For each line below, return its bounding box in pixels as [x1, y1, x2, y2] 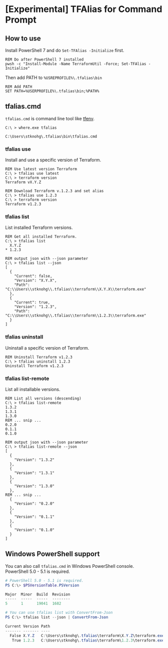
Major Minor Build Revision [5, 592, 70, 597]
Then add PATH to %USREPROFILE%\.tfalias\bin [5, 75, 102, 81]
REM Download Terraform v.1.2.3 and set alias [5, 189, 104, 194]
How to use [5, 34, 41, 43]
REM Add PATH [5, 84, 32, 89]
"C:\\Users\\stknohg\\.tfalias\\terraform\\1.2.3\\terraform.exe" [5, 313, 146, 318]
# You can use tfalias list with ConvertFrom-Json [5, 610, 113, 615]
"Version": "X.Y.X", [14, 278, 57, 283]
